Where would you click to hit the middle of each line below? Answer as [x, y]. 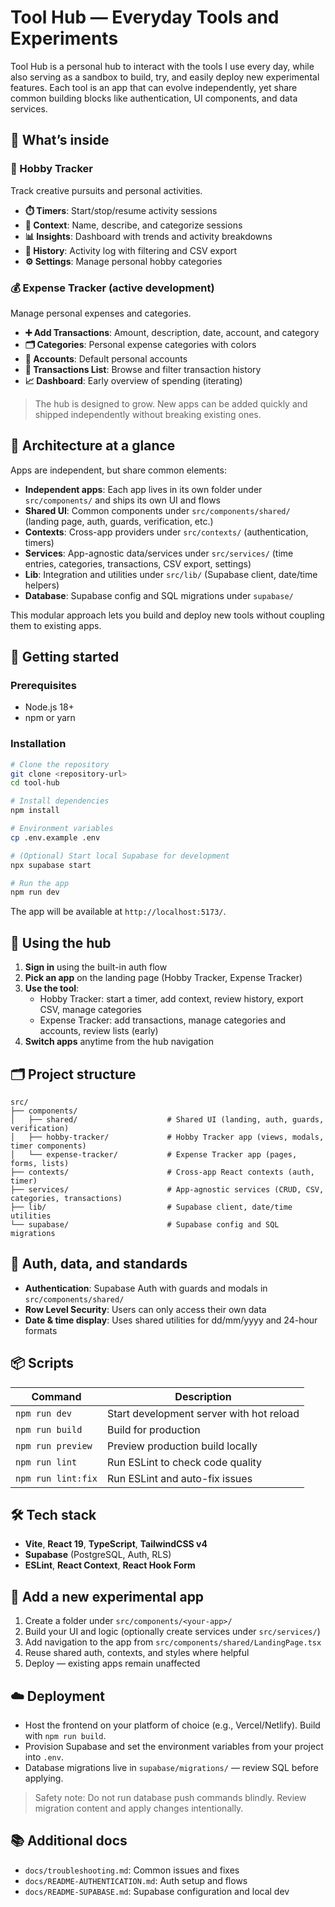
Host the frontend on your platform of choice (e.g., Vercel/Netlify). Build [172, 1725]
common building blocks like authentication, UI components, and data [154, 98]
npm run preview [54, 1445]
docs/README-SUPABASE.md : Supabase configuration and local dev [157, 1891]
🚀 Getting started [65, 657]
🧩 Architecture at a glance [93, 446]
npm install [35, 811]
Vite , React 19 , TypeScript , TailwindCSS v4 [116, 1544]
